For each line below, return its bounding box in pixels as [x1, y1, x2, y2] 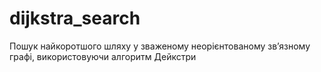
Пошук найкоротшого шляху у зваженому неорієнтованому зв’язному [9, 40, 311, 52]
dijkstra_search [9, 7, 141, 30]
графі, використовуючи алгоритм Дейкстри [9, 50, 197, 62]
